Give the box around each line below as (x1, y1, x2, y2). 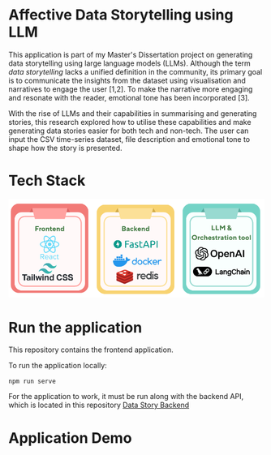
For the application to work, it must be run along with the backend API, (8, 392, 244, 401)
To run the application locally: (8, 361, 107, 371)
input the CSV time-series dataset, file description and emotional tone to (8, 134, 250, 144)
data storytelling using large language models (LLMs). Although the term (8, 58, 252, 68)
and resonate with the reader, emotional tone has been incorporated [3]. (8, 92, 250, 102)
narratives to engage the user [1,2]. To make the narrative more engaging (8, 84, 253, 94)
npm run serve (8, 377, 57, 386)
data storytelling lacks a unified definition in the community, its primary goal (8, 67, 263, 76)
